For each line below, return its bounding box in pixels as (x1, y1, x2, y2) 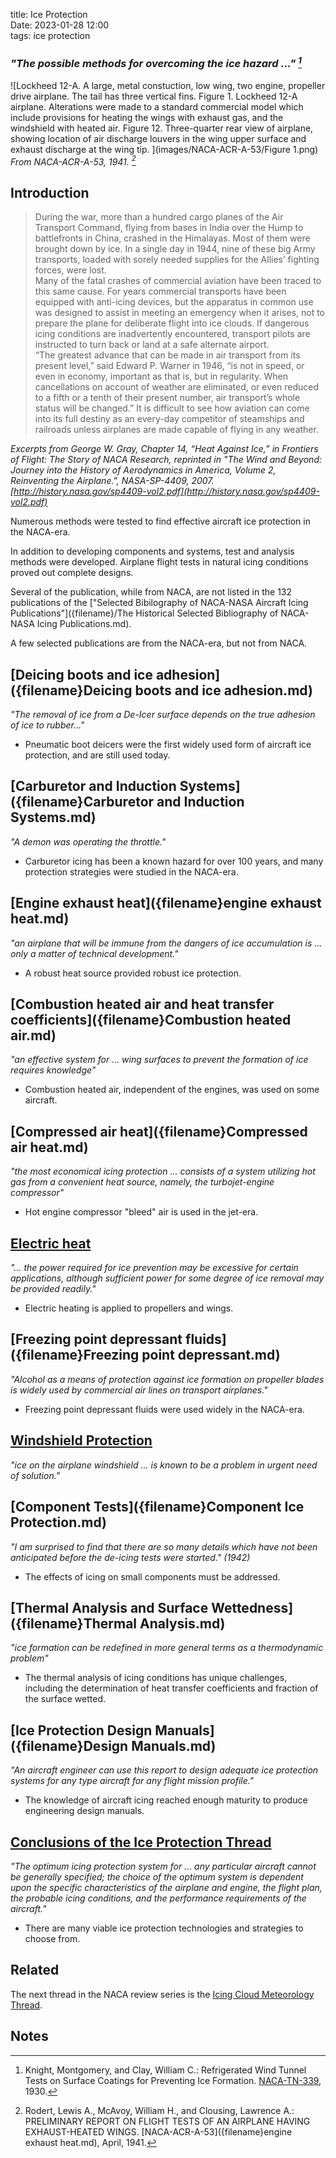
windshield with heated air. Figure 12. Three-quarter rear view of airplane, (10, 122, 314, 134)
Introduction (10, 184, 90, 201)
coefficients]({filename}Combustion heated (10, 1012, 292, 1029)
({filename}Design (10, 1737, 129, 1754)
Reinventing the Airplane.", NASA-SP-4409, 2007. (10, 475, 215, 487)
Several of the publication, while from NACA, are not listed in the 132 (10, 586, 293, 598)
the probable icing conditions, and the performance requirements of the (10, 1892, 307, 1904)
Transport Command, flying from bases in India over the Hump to (34, 222, 304, 234)
